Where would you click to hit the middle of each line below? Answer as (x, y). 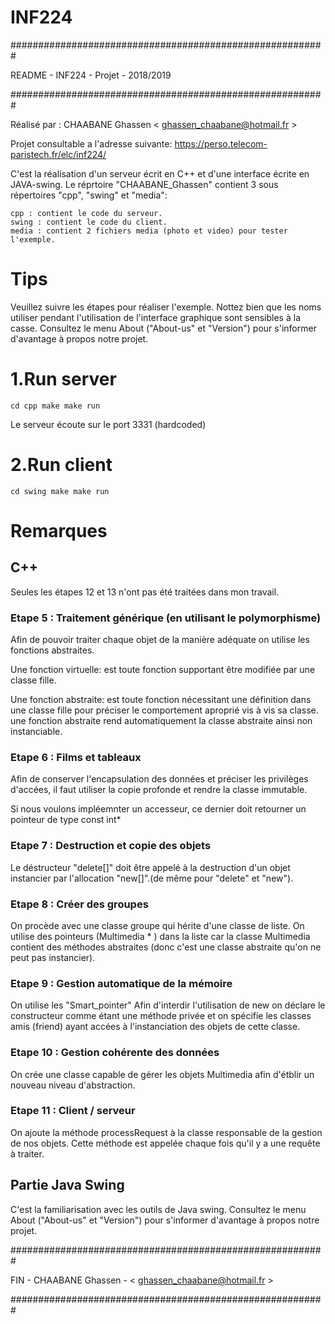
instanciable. (36, 732)
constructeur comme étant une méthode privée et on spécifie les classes (161, 1016)
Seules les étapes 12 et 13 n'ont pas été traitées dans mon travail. (145, 592)
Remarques (59, 530)
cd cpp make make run (55, 406)
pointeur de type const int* (66, 820)
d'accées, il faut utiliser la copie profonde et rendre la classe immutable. (159, 790)
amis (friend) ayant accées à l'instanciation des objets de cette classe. (155, 1027)
